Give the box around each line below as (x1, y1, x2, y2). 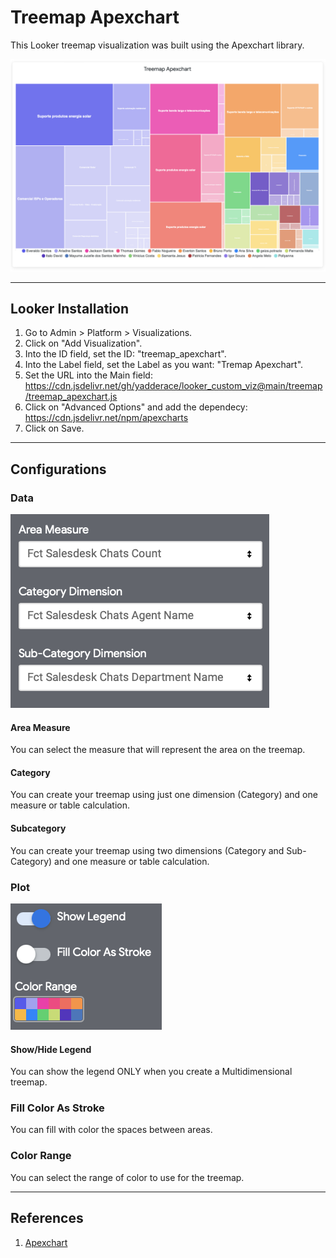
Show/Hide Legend (10, 1043, 92, 1055)
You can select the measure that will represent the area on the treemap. (10, 744, 306, 756)
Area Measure (10, 721, 71, 733)
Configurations (10, 461, 107, 478)
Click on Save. (24, 422, 85, 435)
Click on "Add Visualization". (24, 337, 143, 350)
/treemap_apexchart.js (24, 391, 118, 403)
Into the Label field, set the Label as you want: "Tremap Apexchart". (24, 359, 304, 371)
